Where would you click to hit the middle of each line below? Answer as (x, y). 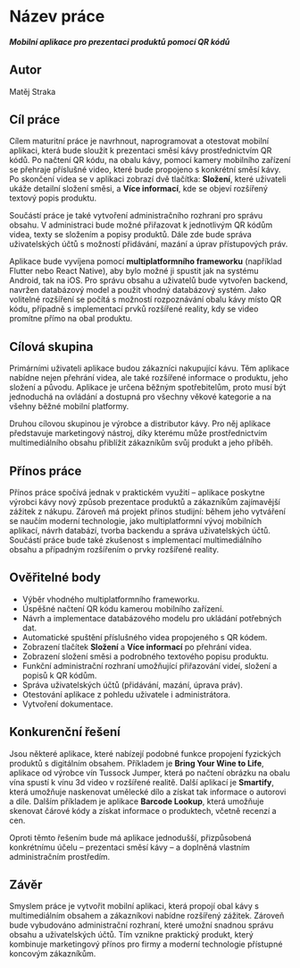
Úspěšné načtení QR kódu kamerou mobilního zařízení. (123, 608)
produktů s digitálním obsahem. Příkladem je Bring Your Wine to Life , (137, 763)
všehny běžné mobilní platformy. (69, 407)
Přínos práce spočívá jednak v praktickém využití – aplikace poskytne (137, 493)
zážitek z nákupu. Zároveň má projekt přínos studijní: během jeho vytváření (147, 511)
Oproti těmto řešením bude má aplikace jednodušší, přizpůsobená (130, 837)
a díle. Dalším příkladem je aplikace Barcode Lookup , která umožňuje (137, 801)
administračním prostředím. (60, 856)
